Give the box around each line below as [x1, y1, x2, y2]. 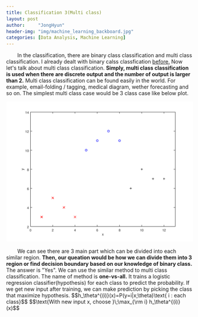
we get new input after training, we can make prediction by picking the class [6, 285, 193, 293]
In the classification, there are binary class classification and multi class [17, 52, 193, 59]
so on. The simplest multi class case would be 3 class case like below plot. [6, 90, 189, 97]
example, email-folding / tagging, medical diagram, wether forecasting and [6, 83, 189, 90]
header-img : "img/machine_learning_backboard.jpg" [6, 29, 134, 34]
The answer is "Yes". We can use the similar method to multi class [6, 266, 168, 274]
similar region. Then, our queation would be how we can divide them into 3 [6, 254, 193, 261]
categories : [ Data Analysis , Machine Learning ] [6, 34, 126, 41]
